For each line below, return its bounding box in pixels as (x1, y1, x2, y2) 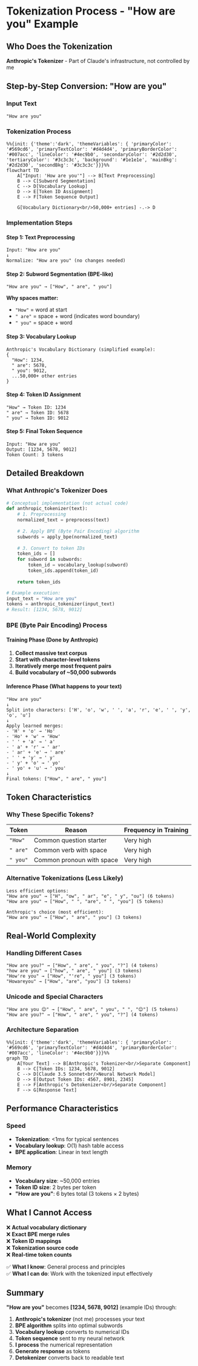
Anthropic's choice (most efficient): (6, 909, 104, 915)
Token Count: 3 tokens (6, 451, 64, 458)
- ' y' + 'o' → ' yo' (6, 760, 61, 766)
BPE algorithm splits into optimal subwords (15, 1322, 123, 1329)
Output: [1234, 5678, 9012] (6, 446, 78, 453)
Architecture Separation (6, 1026, 79, 1034)
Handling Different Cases (6, 949, 82, 957)
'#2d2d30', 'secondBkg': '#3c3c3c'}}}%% (6, 162, 110, 168)
